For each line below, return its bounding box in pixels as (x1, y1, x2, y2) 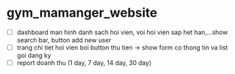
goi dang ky (16, 51, 51, 60)
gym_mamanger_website (6, 5, 158, 21)
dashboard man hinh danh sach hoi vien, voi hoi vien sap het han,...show (16, 28, 228, 36)
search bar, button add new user (16, 36, 112, 44)
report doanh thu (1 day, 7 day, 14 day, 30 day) (16, 59, 152, 67)
